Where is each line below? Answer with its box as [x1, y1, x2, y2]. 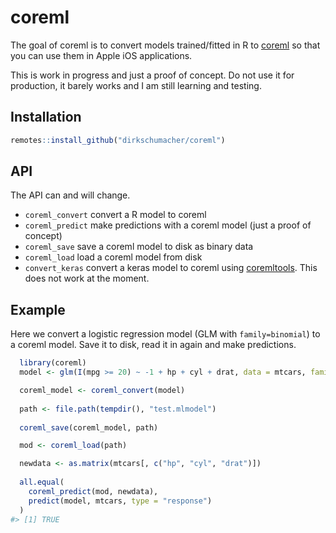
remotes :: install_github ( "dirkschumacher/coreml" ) [10, 135, 226, 145]
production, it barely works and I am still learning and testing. [10, 79, 262, 91]
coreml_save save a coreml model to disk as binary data [24, 241, 254, 253]
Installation [10, 109, 82, 126]
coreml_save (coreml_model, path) [19, 422, 159, 433]
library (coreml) [19, 358, 87, 368]
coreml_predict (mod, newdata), [28, 486, 159, 496]
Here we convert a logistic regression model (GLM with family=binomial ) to [10, 328, 321, 340]
